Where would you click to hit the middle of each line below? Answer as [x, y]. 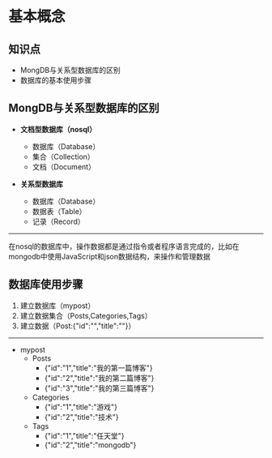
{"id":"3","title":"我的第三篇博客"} [99, 388]
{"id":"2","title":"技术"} [81, 417]
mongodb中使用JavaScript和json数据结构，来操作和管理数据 [109, 256]
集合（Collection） [63, 156]
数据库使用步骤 [46, 285]
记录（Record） [58, 221]
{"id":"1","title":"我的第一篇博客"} [98, 368]
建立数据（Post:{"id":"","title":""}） [78, 326]
